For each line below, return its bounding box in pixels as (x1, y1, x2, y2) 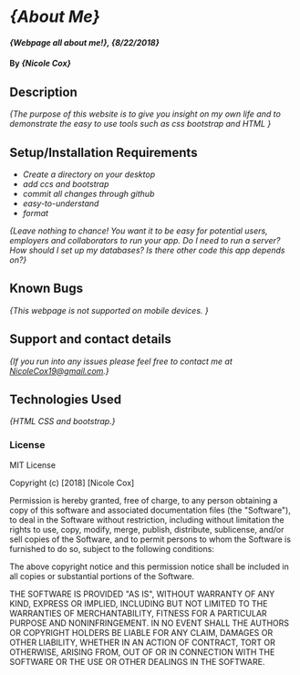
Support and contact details (9, 331, 171, 348)
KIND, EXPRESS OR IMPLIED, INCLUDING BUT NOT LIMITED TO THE (9, 597, 268, 608)
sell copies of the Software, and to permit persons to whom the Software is (9, 534, 292, 545)
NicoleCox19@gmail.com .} (9, 365, 109, 376)
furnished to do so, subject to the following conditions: (9, 543, 214, 554)
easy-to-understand (22, 198, 99, 209)
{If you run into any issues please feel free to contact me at (9, 356, 233, 367)
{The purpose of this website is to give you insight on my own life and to (9, 109, 281, 119)
